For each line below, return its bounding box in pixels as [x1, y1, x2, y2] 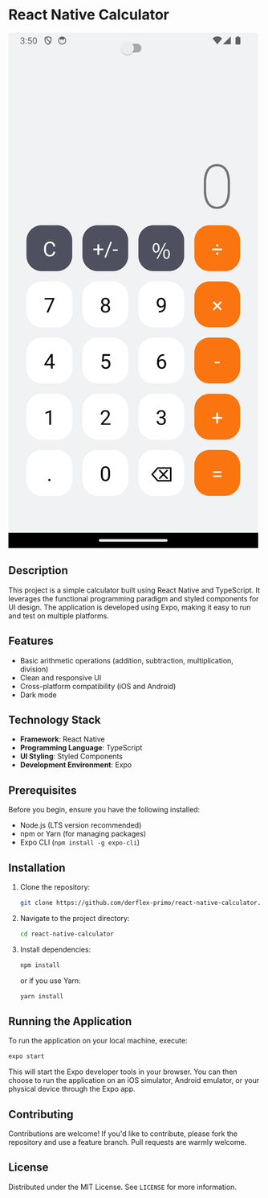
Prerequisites [8, 783, 77, 797]
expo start [8, 1052, 45, 1060]
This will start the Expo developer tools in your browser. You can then [8, 1067, 238, 1076]
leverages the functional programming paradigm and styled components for [8, 593, 259, 603]
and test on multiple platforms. [8, 610, 110, 621]
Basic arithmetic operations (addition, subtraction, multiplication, [19, 655, 234, 665]
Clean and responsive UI [19, 672, 102, 682]
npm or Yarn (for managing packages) [19, 829, 147, 839]
